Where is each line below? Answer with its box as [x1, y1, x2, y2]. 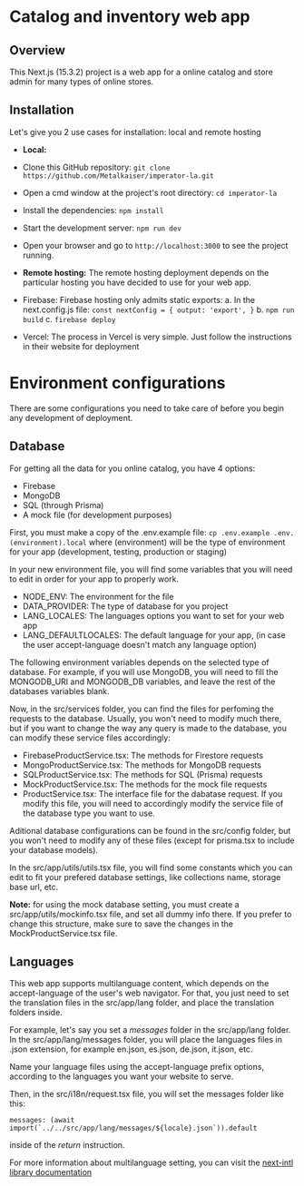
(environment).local [9, 538, 88, 547]
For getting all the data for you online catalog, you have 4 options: [9, 463, 256, 474]
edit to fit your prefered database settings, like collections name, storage [9, 871, 281, 882]
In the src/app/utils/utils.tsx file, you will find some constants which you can [9, 862, 293, 873]
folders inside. [9, 1007, 64, 1018]
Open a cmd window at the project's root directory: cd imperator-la [22, 187, 278, 198]
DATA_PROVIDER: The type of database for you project [22, 601, 229, 612]
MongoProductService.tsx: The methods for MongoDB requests [22, 760, 261, 770]
